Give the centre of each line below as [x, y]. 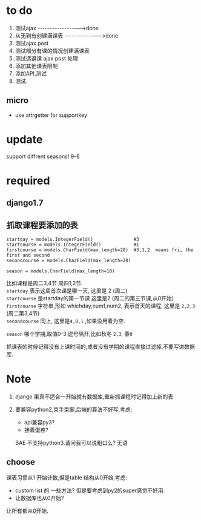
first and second [28, 255]
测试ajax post [32, 43]
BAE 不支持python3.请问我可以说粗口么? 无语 [71, 443]
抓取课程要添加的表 [42, 225]
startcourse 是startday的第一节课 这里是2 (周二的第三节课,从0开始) [90, 298]
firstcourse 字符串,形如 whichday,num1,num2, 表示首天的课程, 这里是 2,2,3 [101, 306]
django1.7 [25, 203]
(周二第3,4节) [23, 314]
